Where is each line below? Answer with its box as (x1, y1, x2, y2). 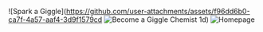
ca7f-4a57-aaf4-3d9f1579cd (8, 15, 103, 24)
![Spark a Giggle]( (8, 7, 67, 16)
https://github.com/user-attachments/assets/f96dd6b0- (66, 7, 250, 16)
